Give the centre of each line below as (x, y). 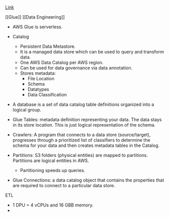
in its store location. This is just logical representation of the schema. (84, 125)
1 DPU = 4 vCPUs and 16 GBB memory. (53, 205)
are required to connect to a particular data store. (64, 185)
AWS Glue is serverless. (37, 27)
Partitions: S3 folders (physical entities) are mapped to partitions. (80, 155)
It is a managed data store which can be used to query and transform (92, 52)
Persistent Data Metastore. (48, 46)
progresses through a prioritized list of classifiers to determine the (81, 140)
